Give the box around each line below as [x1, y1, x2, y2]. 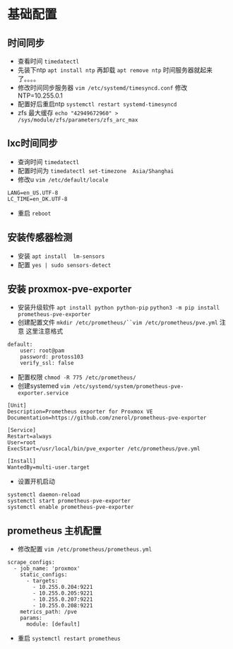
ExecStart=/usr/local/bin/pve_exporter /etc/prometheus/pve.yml [7, 445, 201, 452]
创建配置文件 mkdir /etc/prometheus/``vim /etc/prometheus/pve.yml [17, 318, 218, 327]
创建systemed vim [17, 382, 71, 390]
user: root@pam [20, 347, 65, 354]
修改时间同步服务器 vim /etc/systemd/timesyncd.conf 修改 [17, 83, 188, 92]
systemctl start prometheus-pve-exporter [7, 498, 131, 505]
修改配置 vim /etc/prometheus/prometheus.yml [17, 545, 153, 554]
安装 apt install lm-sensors [17, 252, 105, 260]
